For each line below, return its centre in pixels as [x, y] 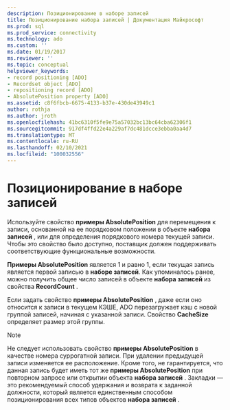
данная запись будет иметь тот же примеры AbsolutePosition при [105, 370]
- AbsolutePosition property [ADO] [58, 97]
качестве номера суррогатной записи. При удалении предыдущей [105, 356]
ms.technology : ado [35, 39]
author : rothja [29, 109]
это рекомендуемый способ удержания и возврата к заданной [100, 385]
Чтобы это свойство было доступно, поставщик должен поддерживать [112, 244]
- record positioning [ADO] [47, 77]
